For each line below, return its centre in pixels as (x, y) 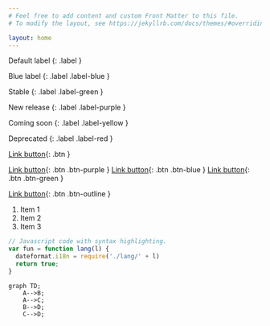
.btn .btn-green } (36, 179)
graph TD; (25, 286)
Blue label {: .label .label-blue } (59, 76)
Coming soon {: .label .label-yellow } (68, 123)
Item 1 (30, 209)
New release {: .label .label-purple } (67, 107)
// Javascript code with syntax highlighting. (88, 241)
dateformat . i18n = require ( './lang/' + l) (88, 257)
